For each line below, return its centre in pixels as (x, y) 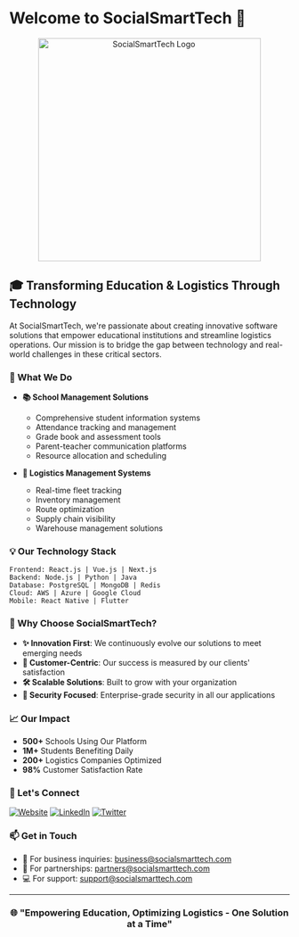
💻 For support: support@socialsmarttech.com (107, 878)
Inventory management (78, 500)
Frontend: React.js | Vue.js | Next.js (83, 570)
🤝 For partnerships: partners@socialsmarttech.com (116, 868)
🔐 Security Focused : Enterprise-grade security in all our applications (149, 694)
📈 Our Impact (40, 718)
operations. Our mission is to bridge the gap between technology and (137, 344)
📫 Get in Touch (43, 836)
